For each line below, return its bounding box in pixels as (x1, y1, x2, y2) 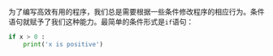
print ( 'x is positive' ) (23, 40, 104, 48)
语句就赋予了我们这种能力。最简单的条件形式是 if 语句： (8, 17, 194, 26)
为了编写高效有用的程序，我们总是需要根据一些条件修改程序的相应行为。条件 (8, 7, 265, 16)
